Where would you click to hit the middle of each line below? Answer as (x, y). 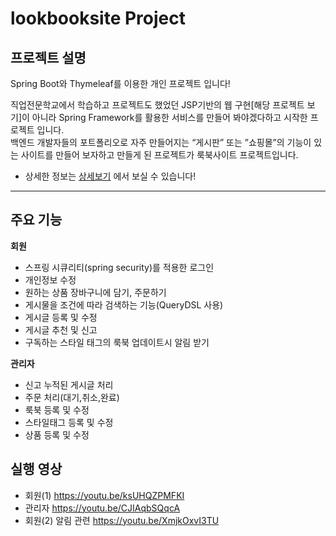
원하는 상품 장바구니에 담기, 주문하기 (95, 292)
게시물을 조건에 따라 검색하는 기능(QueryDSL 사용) (124, 304)
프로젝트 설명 (48, 57)
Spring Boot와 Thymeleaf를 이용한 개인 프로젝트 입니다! (120, 83)
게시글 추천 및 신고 (61, 329)
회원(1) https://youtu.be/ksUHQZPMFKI (104, 495)
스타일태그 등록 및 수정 (69, 422)
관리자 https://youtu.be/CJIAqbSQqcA (102, 508)
